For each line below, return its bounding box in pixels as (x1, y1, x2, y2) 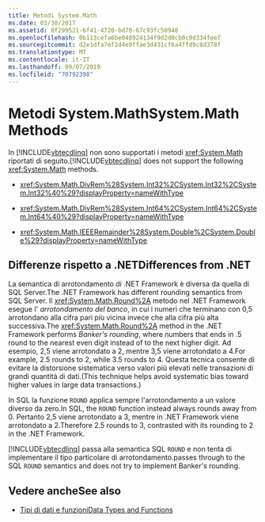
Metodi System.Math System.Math (8, 104, 240, 123)
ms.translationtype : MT (8, 48, 87, 56)
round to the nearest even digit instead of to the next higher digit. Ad (8, 338, 232, 348)
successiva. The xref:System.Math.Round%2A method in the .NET (8, 321, 223, 331)
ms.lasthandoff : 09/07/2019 (8, 63, 101, 71)
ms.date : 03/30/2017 (8, 19, 77, 27)
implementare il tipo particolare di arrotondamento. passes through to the (8, 452, 245, 463)
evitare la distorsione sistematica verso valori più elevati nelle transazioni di (8, 363, 254, 373)
